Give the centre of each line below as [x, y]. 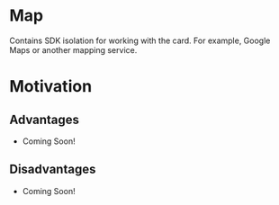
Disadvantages [53, 169]
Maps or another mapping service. [73, 49]
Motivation [51, 87]
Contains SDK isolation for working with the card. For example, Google [140, 40]
